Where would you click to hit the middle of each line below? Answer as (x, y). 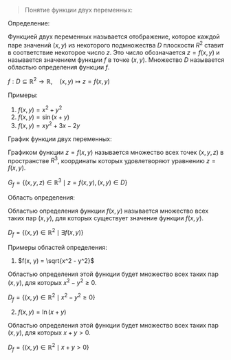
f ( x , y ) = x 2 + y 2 (40, 109)
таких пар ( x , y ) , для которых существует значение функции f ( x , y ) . (106, 218)
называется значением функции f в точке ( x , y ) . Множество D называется (116, 60)
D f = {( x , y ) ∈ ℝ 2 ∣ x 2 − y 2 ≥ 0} (52, 297)
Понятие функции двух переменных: (79, 10)
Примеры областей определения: (57, 248)
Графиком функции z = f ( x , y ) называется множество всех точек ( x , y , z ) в (116, 152)
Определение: (29, 23)
